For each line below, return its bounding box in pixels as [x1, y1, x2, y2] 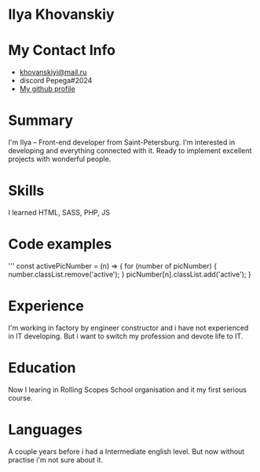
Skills [8, 182, 45, 199]
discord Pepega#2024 [19, 76, 93, 86]
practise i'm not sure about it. [8, 455, 104, 464]
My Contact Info [8, 42, 116, 60]
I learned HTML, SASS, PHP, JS [8, 208, 110, 217]
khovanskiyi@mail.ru [19, 68, 87, 77]
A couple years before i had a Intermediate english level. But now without [8, 446, 245, 456]
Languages [8, 421, 82, 438]
